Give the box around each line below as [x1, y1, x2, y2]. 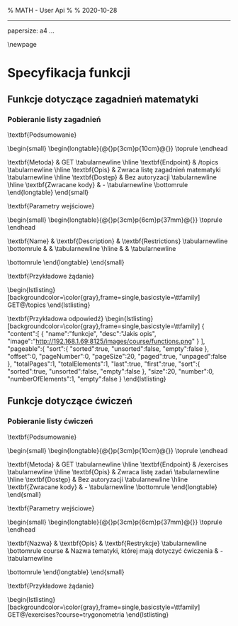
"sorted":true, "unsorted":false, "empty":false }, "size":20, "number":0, [7, 367, 215, 375]
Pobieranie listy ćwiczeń [7, 416, 93, 426]
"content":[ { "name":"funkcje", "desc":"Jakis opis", [7, 329, 157, 337]
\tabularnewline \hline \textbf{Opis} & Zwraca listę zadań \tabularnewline [7, 467, 220, 476]
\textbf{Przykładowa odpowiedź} [7, 314, 104, 323]
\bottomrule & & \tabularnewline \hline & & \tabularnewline [7, 244, 176, 252]
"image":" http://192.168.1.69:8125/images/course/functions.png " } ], [7, 337, 205, 345]
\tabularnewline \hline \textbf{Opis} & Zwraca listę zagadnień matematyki [7, 165, 221, 174]
